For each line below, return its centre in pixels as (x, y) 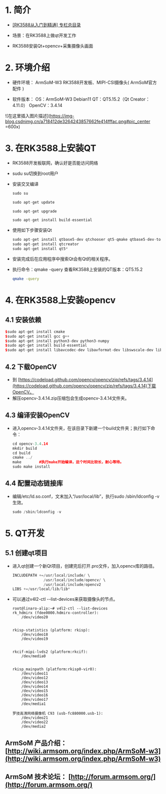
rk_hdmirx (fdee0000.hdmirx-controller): (55, 613)
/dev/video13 (35, 682)
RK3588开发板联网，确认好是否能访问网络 (55, 163)
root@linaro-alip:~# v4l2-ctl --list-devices (60, 609)
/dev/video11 (35, 674)
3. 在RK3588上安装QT (51, 148)
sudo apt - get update (33, 202)
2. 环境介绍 (28, 68)
